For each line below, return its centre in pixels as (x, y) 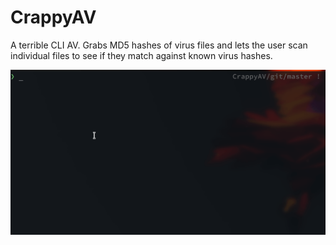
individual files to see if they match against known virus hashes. (141, 55)
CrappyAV (53, 17)
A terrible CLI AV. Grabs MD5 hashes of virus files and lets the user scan (159, 45)
